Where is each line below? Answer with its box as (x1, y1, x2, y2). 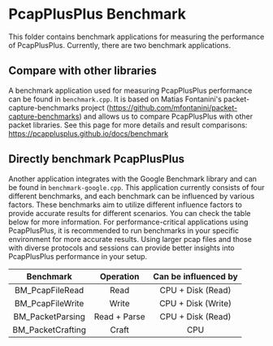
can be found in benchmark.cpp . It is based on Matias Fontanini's (8, 94, 222, 104)
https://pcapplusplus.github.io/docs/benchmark (8, 128, 169, 138)
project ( (80, 102, 110, 112)
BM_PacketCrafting (12, 324, 87, 335)
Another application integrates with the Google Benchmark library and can (8, 174, 258, 184)
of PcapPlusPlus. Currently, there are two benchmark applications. (8, 40, 232, 50)
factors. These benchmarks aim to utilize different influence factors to (8, 200, 242, 210)
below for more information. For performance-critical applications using (8, 217, 249, 227)
